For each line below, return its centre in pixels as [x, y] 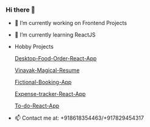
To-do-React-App [37, 106]
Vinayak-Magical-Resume [47, 70]
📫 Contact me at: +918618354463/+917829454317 [79, 118]
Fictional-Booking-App [43, 82]
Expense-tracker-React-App [50, 94]
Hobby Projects [34, 47]
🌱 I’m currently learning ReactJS [55, 35]
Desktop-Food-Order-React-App [55, 59]
